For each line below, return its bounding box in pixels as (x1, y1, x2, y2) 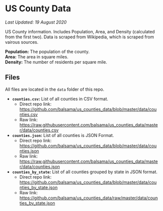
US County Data (5, 3, 71, 14)
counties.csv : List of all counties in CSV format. (12, 96, 108, 102)
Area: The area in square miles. (5, 53, 68, 59)
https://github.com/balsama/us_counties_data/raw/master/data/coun (19, 195, 158, 201)
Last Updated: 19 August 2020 (5, 19, 67, 25)
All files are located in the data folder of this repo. (5, 86, 104, 92)
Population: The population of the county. (5, 49, 90, 54)
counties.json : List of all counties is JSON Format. (12, 132, 114, 138)
